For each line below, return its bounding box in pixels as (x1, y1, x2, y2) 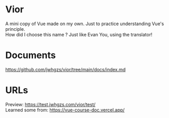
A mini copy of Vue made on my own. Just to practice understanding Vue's (5, 21, 164, 27)
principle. (5, 26, 26, 32)
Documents (5, 50, 56, 61)
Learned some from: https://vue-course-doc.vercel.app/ (5, 107, 125, 113)
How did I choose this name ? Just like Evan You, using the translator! (5, 31, 153, 37)
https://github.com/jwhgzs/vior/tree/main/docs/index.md (5, 66, 126, 72)
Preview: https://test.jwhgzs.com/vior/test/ (5, 101, 96, 107)
